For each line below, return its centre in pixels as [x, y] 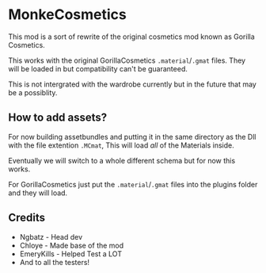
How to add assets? [58, 118]
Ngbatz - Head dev [51, 236]
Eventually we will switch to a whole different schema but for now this [122, 160]
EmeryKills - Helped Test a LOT [71, 254]
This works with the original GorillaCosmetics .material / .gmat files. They [127, 60]
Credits [27, 218]
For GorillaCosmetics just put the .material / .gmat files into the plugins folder [133, 184]
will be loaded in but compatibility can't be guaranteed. [98, 68]
